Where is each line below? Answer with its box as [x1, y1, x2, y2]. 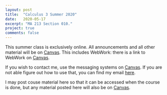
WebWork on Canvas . [5, 55, 50, 60]
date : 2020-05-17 [5, 16, 46, 21]
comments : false [5, 30, 39, 35]
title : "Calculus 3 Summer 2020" [5, 12, 77, 17]
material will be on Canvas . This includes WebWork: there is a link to [5, 49, 146, 55]
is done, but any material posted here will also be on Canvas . [5, 85, 131, 90]
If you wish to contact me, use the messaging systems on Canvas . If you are [5, 64, 162, 70]
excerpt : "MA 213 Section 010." [5, 21, 72, 26]
